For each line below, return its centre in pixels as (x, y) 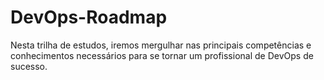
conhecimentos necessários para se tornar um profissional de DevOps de (162, 55)
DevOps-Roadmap (89, 17)
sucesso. (29, 66)
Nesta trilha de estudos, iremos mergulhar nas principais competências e (161, 45)
